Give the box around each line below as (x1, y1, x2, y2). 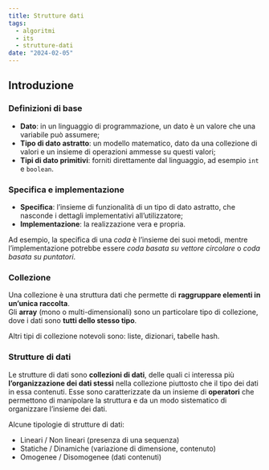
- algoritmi (15, 27, 56, 35)
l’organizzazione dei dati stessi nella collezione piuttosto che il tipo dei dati (8, 378, 259, 388)
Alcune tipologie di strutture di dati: (8, 419, 124, 429)
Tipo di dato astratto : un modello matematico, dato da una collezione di (19, 138, 258, 148)
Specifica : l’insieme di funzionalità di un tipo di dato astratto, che (19, 202, 235, 211)
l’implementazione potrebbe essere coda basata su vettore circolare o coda (8, 243, 261, 253)
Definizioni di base (8, 103, 83, 114)
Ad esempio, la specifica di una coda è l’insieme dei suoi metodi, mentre (8, 235, 248, 244)
